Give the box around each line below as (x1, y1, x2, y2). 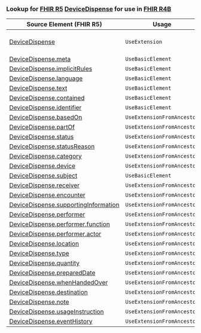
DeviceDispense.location (9, 240, 80, 248)
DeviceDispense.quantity (9, 259, 80, 267)
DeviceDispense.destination (9, 288, 88, 297)
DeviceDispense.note (9, 298, 69, 306)
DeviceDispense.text (9, 84, 68, 93)
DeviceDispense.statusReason (9, 142, 95, 151)
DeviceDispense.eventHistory (9, 317, 93, 326)
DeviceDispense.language (9, 74, 83, 83)
